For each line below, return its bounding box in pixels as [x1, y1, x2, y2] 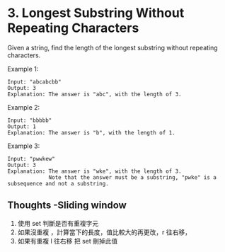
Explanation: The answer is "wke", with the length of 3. [7, 168, 182, 175]
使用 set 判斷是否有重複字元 [17, 219, 99, 227]
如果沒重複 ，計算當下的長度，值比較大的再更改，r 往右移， [17, 228, 191, 236]
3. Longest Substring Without [7, 5, 185, 21]
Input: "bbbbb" [7, 117, 52, 124]
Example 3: [7, 142, 40, 150]
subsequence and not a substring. [7, 180, 110, 187]
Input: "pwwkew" [7, 155, 55, 162]
